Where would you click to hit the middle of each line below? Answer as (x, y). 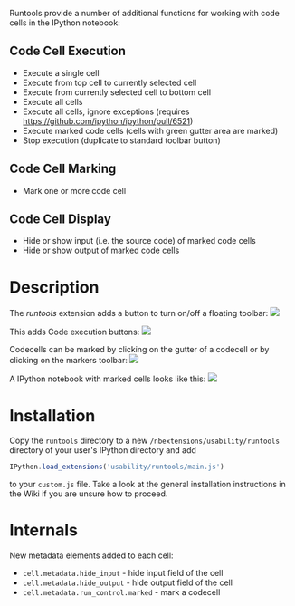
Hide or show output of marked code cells (101, 250)
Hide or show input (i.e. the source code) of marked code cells (139, 241)
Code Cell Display (60, 220)
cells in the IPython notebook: (65, 23)
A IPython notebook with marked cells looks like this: (108, 379)
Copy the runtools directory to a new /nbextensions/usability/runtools (145, 441)
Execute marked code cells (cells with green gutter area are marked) (150, 130)
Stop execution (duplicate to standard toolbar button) (121, 140)
